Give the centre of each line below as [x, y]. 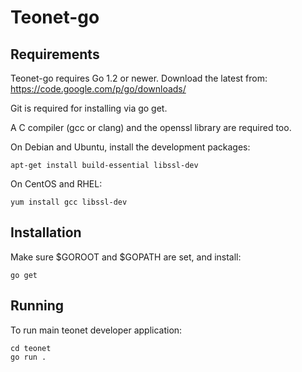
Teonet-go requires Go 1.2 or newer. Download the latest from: [139, 78]
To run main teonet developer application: [96, 330]
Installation [46, 232]
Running [37, 306]
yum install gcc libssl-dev [69, 202]
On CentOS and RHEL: [56, 184]
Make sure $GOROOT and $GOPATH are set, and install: [126, 257]
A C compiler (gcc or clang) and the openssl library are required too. [151, 127]
